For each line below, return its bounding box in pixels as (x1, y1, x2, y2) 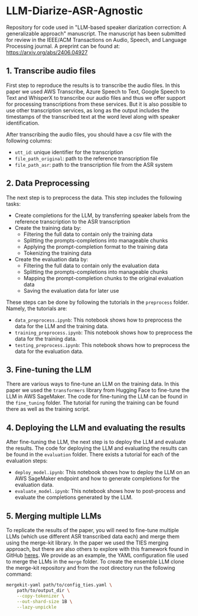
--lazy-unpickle (17, 604, 57, 610)
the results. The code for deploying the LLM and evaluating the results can (6, 445, 188, 452)
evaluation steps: (6, 457, 48, 465)
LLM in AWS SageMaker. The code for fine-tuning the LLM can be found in (6, 393, 188, 400)
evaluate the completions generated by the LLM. (14, 494, 133, 501)
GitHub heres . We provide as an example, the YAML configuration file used (6, 552, 189, 559)
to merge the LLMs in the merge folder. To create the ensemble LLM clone (6, 558, 184, 565)
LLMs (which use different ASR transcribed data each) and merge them (6, 533, 180, 540)
